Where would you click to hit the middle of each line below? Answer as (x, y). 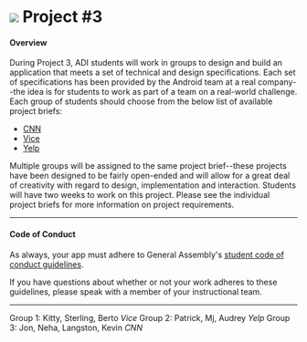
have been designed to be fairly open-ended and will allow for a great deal (150, 176)
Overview (28, 42)
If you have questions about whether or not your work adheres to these (143, 282)
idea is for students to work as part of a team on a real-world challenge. (162, 92)
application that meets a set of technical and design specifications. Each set (153, 73)
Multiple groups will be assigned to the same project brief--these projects (148, 166)
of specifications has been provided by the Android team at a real (132, 82)
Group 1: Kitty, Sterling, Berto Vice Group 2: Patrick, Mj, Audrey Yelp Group (150, 317)
